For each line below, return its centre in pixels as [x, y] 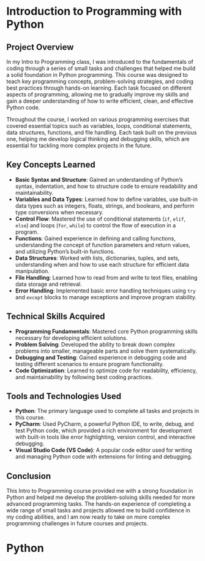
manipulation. [32, 271]
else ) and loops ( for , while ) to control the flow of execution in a [95, 225]
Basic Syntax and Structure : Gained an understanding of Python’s [99, 179]
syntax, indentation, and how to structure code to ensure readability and [106, 186]
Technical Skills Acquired [56, 317]
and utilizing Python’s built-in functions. [65, 251]
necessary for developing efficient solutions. [71, 338]
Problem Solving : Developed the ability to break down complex [95, 344]
